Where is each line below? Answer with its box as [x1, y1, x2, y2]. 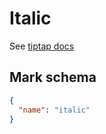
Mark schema [9, 69, 97, 86]
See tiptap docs [9, 40, 75, 52]
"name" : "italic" [18, 105, 91, 115]
